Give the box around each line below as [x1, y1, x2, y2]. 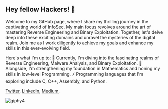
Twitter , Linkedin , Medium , [5, 88, 60, 94]
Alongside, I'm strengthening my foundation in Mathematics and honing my [5, 65, 160, 71]
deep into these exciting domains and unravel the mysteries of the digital [5, 34, 155, 40]
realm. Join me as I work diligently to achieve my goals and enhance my [5, 40, 154, 46]
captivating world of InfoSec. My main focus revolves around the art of [5, 24, 151, 30]
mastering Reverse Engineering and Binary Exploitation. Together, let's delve [5, 29, 163, 35]
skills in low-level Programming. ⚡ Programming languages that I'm [5, 71, 144, 77]
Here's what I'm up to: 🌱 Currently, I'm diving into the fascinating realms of [5, 55, 159, 61]
